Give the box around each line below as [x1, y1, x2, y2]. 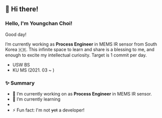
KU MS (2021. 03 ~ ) [12, 67, 55, 73]
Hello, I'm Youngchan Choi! [5, 20, 73, 27]
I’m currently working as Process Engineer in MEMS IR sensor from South [5, 41, 158, 47]
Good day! [5, 31, 26, 37]
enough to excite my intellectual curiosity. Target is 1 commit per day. [5, 52, 147, 58]
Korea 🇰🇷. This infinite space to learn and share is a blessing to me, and [5, 46, 155, 52]
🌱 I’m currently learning [12, 96, 61, 102]
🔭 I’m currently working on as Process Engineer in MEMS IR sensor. [12, 90, 152, 96]
